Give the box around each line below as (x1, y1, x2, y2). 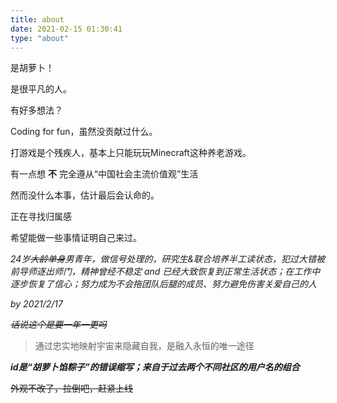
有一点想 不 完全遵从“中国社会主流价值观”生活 (10, 168, 199, 180)
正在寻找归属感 (10, 211, 72, 223)
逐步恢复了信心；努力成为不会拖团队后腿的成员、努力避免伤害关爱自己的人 (10, 278, 317, 290)
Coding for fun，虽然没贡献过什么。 (10, 126, 158, 138)
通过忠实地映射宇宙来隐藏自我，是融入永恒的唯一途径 (34, 340, 255, 352)
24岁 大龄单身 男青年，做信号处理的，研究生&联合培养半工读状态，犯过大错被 (10, 253, 326, 265)
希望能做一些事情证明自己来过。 (10, 232, 142, 244)
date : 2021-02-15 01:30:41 (10, 24, 123, 34)
